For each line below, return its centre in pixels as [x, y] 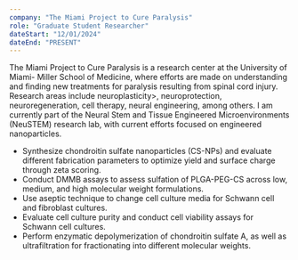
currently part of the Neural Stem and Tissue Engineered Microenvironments [149, 115]
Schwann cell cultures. [64, 227]
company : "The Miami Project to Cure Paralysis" [101, 17]
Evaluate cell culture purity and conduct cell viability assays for [138, 217]
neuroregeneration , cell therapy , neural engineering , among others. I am [141, 106]
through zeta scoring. [61, 170]
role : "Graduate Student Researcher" [79, 26]
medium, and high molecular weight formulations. [113, 189]
